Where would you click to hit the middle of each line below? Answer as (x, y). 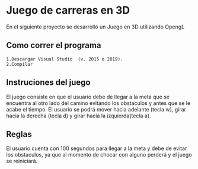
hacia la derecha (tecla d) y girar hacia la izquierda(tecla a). (79, 116)
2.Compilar (20, 64)
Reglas (19, 134)
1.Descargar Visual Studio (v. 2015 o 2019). (65, 59)
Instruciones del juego (48, 83)
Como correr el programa (54, 45)
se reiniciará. (22, 161)
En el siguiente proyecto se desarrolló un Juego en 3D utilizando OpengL (95, 27)
